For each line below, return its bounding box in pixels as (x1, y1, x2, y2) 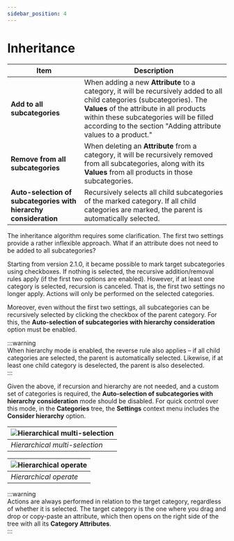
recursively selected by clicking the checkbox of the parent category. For (7, 310, 217, 318)
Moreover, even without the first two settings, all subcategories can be (7, 303, 210, 311)
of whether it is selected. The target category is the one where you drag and (7, 504, 226, 513)
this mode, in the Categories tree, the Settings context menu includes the (7, 404, 219, 413)
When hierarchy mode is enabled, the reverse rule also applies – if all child (7, 346, 221, 355)
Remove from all (10, 154, 66, 164)
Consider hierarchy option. (7, 411, 86, 420)
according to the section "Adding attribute (84, 121, 221, 131)
